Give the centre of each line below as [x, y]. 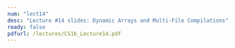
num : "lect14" [28, 14]
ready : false [26, 27]
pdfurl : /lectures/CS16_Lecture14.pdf [64, 34]
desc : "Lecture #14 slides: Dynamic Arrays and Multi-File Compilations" [118, 20]
